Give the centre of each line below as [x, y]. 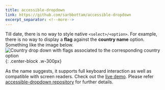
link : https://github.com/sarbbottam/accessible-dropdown [68, 15]
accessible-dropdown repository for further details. [59, 82]
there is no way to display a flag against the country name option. [75, 39]
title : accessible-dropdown [35, 10]
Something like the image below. [39, 45]
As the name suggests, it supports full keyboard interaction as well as [78, 71]
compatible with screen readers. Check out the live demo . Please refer [80, 77]
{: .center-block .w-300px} [34, 61]
